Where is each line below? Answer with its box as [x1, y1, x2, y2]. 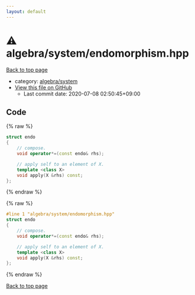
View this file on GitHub [14, 84, 73, 91]
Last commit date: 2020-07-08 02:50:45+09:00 [23, 90, 141, 97]
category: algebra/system [14, 77, 78, 84]
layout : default [6, 8, 46, 15]
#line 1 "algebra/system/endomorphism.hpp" [6, 211, 115, 217]
